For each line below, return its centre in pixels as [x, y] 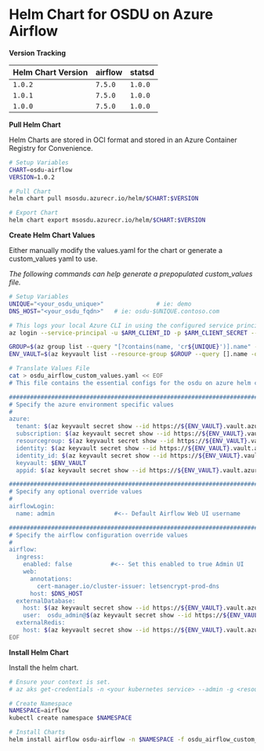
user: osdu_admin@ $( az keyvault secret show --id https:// [123, 615]
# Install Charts [37, 732]
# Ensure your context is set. [60, 682]
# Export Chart [34, 213]
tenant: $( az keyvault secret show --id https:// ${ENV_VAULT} [119, 427]
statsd [142, 72]
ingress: [30, 557]
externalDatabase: [46, 601]
